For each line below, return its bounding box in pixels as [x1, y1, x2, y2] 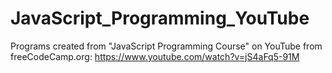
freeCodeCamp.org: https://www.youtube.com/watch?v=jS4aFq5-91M [10, 50, 300, 62]
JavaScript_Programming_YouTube [10, 7, 310, 30]
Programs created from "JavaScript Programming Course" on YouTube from [10, 40, 323, 52]
